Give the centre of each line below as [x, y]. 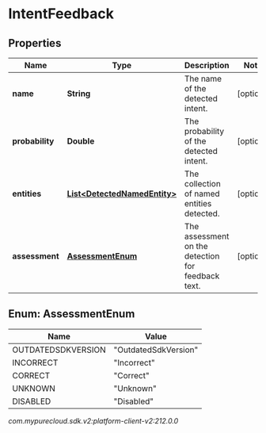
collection [203, 184]
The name [203, 79]
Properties [35, 43]
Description [207, 65]
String [79, 94]
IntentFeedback [61, 14]
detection [202, 256]
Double [81, 141]
